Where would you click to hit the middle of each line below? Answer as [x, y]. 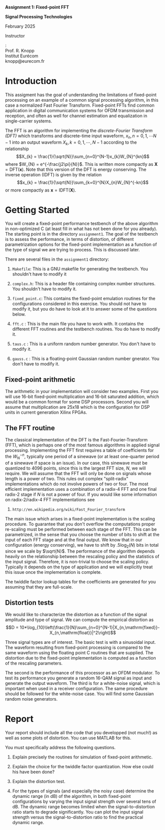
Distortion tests [30, 603]
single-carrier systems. [29, 121]
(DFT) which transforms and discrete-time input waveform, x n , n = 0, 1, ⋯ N [81, 136]
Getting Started [37, 210]
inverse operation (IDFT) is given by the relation [53, 174]
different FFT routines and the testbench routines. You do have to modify [86, 329]
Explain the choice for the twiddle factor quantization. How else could [83, 767]
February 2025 [20, 26]
